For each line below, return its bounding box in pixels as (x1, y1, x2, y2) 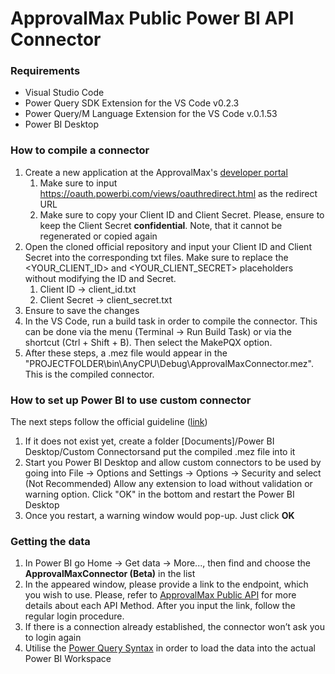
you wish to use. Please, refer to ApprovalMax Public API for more (24, 589, 297, 601)
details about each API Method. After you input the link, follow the (24, 600, 296, 612)
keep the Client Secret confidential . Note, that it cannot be (39, 219, 283, 231)
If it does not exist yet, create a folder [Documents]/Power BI (24, 435, 275, 447)
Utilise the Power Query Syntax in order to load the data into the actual (24, 642, 316, 654)
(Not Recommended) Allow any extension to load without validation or (24, 478, 313, 490)
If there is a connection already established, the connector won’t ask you (24, 621, 325, 633)
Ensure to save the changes (24, 304, 140, 316)
